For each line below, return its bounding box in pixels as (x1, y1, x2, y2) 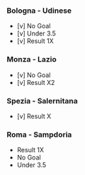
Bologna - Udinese (6, 6, 72, 16)
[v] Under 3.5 (16, 29, 56, 38)
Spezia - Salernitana (6, 96, 79, 106)
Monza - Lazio (6, 55, 57, 64)
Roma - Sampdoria (6, 130, 72, 140)
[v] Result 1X (16, 37, 54, 45)
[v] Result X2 (16, 78, 55, 86)
